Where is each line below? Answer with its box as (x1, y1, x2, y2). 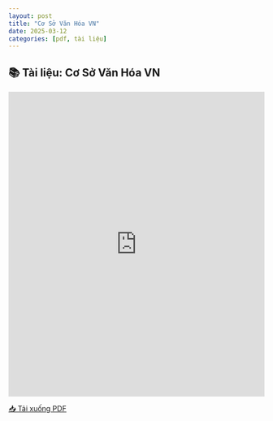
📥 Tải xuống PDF (8, 404, 67, 414)
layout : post (8, 11, 53, 20)
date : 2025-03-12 (8, 27, 67, 35)
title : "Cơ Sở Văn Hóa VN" (8, 20, 100, 28)
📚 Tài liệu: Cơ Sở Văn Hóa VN (8, 66, 161, 80)
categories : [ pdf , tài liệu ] (8, 34, 107, 43)
